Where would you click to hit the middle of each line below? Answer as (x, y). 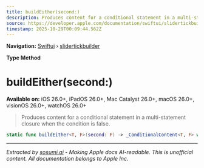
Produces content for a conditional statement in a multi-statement (104, 117)
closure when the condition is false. (66, 124)
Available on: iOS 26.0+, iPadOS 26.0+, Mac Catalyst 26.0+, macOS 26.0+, (100, 99)
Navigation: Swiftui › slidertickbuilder (53, 46)
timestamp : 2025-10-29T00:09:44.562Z (54, 29)
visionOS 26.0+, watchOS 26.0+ (46, 106)
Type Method (24, 58)
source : (16, 23)
